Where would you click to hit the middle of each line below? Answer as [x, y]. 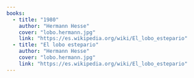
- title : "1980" [36, 20]
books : [16, 13]
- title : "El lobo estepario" [56, 45]
